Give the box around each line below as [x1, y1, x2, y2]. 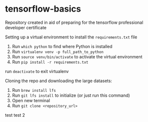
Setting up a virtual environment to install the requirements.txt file [5, 34, 137, 40]
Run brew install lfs [12, 87, 56, 93]
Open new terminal [12, 97, 50, 103]
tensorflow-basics [5, 3, 81, 15]
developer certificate [5, 24, 47, 30]
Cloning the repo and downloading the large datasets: [5, 78, 112, 84]
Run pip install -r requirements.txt [12, 59, 89, 65]
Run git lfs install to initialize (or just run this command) [12, 92, 130, 98]
